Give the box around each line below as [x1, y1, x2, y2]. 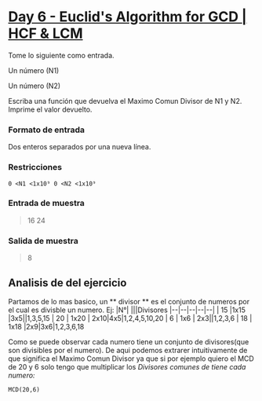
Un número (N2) [8, 81, 61, 90]
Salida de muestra [8, 235, 78, 246]
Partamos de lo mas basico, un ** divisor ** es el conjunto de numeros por [8, 296, 249, 306]
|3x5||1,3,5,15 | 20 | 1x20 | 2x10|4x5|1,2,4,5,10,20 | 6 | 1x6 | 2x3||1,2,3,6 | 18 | [8, 313, 253, 322]
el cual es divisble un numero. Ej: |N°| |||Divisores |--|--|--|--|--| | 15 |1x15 [8, 305, 246, 315]
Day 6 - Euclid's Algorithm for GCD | [8, 8, 247, 26]
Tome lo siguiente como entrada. [8, 50, 115, 60]
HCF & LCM [8, 24, 83, 42]
